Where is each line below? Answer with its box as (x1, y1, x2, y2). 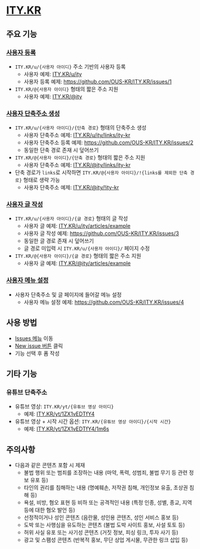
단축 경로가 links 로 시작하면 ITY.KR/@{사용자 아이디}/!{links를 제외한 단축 (14, 169, 188, 176)
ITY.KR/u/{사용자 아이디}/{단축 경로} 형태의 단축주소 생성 (14, 124, 147, 132)
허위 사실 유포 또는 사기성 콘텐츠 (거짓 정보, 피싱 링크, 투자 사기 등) (23, 529, 179, 536)
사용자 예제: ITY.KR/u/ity (23, 70, 82, 78)
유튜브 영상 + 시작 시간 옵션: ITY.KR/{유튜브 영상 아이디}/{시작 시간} (14, 418, 171, 425)
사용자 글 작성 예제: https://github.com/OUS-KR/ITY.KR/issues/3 (23, 230, 179, 237)
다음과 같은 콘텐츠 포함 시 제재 (14, 462, 85, 469)
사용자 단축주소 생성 (6, 109, 60, 117)
